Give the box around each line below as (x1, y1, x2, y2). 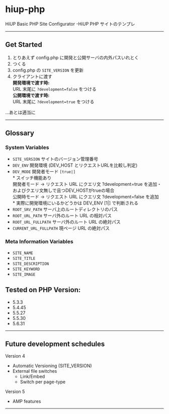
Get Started (5, 40, 42, 49)
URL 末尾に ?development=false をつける (12, 86, 97, 92)
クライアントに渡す (12, 73, 53, 79)
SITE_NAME (12, 250, 34, 255)
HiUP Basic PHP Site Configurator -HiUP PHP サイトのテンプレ (5, 21, 135, 27)
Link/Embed (20, 374, 45, 380)
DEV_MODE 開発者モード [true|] (12, 169, 76, 175)
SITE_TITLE (12, 256, 36, 261)
